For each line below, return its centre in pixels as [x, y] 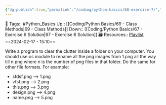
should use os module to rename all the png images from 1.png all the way [81, 56]
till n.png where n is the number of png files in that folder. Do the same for [80, 62]
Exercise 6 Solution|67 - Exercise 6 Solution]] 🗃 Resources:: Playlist [75, 35]
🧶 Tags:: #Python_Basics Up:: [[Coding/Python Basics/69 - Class [71, 24]
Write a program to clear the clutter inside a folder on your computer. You [80, 51]
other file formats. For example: [37, 67]
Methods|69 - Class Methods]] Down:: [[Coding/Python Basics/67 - [74, 29]
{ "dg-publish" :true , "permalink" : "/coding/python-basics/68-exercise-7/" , [83, 10]
